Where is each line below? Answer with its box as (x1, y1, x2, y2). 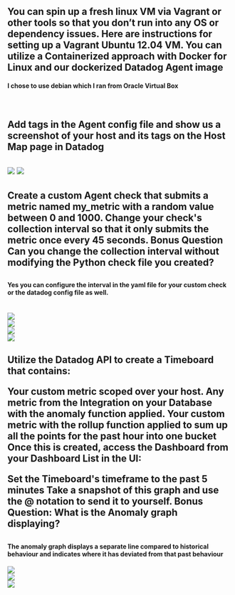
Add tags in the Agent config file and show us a (7, 118, 221, 131)
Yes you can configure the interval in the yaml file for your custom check (7, 281, 226, 289)
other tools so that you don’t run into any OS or (7, 17, 219, 29)
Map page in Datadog (7, 141, 105, 153)
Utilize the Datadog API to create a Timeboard (7, 354, 214, 366)
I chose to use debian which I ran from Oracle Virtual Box (7, 81, 179, 90)
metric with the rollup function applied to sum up (7, 419, 228, 431)
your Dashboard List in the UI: (7, 453, 142, 465)
